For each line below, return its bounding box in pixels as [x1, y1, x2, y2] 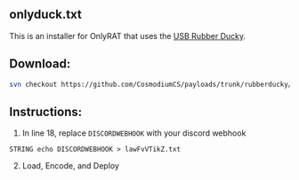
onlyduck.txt [9, 7, 82, 22]
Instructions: [9, 104, 83, 119]
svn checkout [9, 80, 58, 89]
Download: [9, 57, 71, 72]
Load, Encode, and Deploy [21, 160, 120, 171]
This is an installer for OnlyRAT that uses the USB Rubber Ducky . [9, 30, 246, 41]
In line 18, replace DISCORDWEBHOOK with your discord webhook [21, 128, 246, 138]
